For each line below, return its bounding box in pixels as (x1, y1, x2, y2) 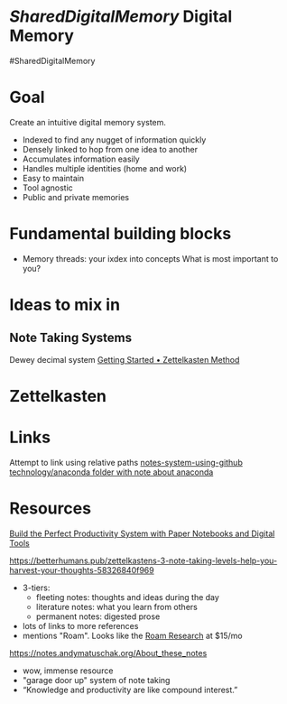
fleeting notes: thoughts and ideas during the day (35, 591, 219, 602)
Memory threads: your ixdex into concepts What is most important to (22, 253, 279, 264)
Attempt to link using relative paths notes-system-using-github (9, 457, 244, 468)
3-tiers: (22, 582, 51, 593)
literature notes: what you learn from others (35, 601, 199, 612)
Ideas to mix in (9, 295, 120, 315)
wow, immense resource (22, 665, 114, 676)
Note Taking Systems (9, 330, 133, 346)
